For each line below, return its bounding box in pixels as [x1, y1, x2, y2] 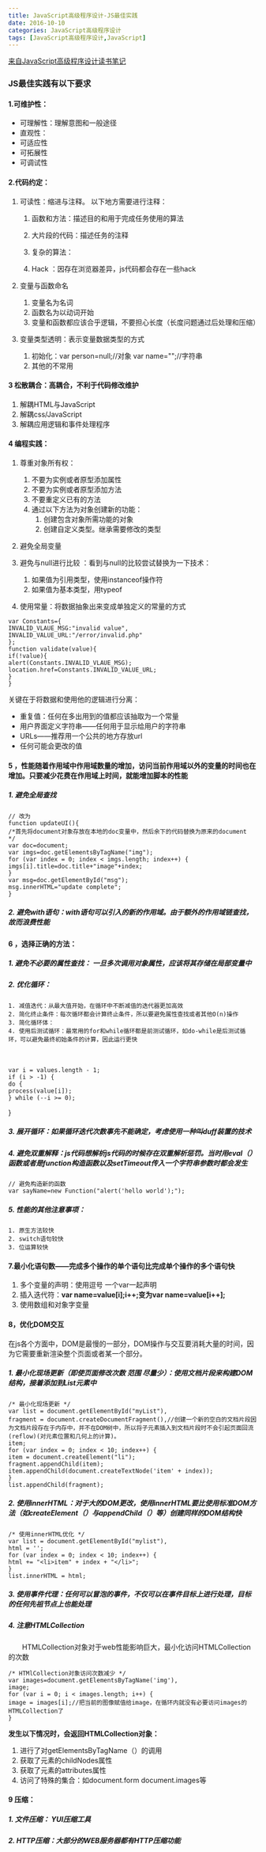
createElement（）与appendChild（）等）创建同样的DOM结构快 [28, 1508, 242, 1518]
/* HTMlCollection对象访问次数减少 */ [8, 1669, 126, 1677]
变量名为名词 [31, 298, 73, 307]
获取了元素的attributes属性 [19, 1765, 107, 1774]
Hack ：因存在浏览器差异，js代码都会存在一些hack [31, 264, 197, 273]
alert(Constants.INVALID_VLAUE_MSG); [8, 659, 133, 667]
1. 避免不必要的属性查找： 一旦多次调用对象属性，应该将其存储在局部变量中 [8, 959, 252, 968]
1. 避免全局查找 [8, 790, 57, 800]
